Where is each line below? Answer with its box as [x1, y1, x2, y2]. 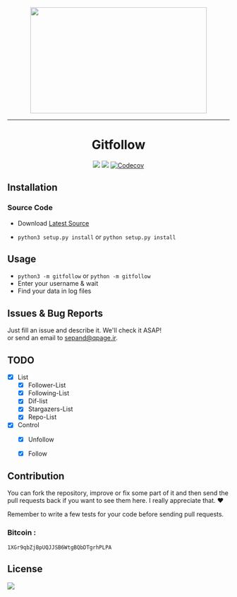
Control [17, 421, 40, 429]
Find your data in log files [17, 286, 92, 296]
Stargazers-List [28, 405, 73, 413]
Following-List [28, 389, 70, 398]
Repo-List [28, 413, 57, 422]
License [7, 563, 43, 575]
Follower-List [28, 381, 66, 390]
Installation [7, 182, 58, 194]
